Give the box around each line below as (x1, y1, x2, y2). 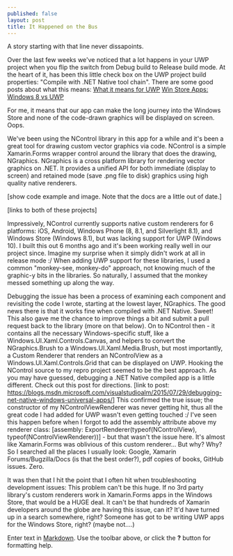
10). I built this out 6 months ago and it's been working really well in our (7, 242, 211, 250)
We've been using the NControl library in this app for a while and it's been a (7, 134, 224, 143)
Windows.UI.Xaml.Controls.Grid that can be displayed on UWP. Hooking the (7, 359, 224, 367)
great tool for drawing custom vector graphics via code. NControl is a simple (7, 142, 226, 150)
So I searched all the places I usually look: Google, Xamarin (7, 447, 177, 456)
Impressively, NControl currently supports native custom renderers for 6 (7, 219, 214, 228)
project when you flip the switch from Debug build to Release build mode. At (7, 63, 226, 72)
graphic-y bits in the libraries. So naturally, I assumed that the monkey (7, 271, 208, 279)
